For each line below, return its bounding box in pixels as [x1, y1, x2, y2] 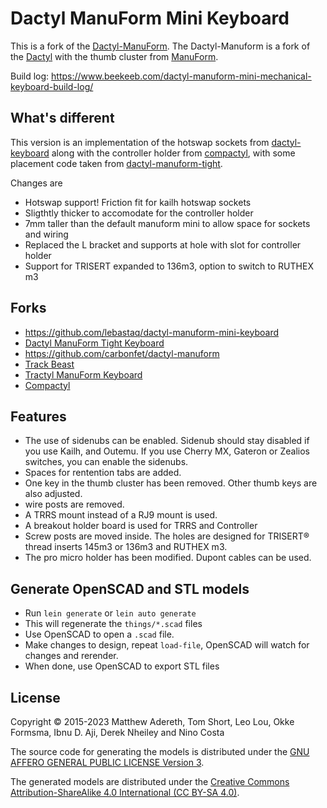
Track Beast [24, 358, 75, 370]
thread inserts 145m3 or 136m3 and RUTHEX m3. [24, 541, 228, 553]
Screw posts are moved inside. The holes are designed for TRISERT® [24, 530, 310, 542]
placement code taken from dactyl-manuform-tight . [10, 157, 223, 169]
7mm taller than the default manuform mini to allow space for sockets [24, 217, 311, 229]
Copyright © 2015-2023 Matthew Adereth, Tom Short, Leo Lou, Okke [10, 716, 295, 727]
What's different [10, 110, 115, 127]
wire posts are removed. [24, 498, 125, 511]
